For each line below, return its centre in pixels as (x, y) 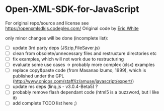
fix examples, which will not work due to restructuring (68, 59)
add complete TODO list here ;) (45, 103)
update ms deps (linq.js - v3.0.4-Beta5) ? (55, 86)
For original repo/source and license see (47, 23)
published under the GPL (38, 76)
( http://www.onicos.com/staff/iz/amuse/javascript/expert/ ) (73, 81)
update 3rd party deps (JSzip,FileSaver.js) (56, 47)
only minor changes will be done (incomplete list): (57, 38)
